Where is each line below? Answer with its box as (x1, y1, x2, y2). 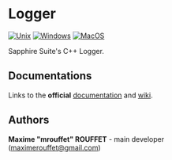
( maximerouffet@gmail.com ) (8, 143, 101, 152)
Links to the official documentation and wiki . (8, 90, 153, 100)
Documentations (8, 69, 92, 83)
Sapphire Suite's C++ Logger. (8, 46, 105, 55)
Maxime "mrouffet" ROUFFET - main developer (8, 134, 165, 143)
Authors (8, 113, 50, 127)
